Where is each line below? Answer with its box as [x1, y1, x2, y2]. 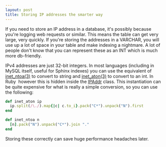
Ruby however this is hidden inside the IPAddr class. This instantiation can [5, 79, 161, 85]
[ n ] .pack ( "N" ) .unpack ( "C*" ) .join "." [10, 122, 90, 127]
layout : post [5, 7, 33, 13]
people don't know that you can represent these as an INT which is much [5, 47, 158, 53]
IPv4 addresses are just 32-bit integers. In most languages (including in [5, 62, 154, 68]
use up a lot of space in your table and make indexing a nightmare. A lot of [5, 42, 160, 48]
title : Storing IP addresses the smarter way [5, 12, 103, 17]
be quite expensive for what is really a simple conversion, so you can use [5, 84, 158, 90]
